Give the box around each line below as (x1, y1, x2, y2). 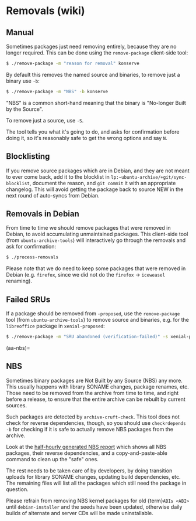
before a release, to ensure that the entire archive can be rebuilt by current (6, 396, 185, 403)
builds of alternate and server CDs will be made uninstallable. (6, 509, 153, 516)
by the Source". (6, 105, 44, 113)
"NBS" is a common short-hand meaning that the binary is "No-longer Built (6, 99, 187, 106)
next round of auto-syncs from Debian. (6, 192, 100, 199)
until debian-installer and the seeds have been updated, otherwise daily (6, 503, 183, 510)
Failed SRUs (6, 294, 51, 304)
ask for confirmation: (6, 243, 57, 250)
